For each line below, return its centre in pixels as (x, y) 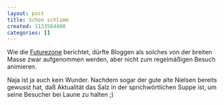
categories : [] (29, 33)
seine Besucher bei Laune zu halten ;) (61, 95)
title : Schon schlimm (38, 20)
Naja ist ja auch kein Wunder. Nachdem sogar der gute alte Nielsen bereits (112, 80)
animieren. (22, 67)
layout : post (26, 13)
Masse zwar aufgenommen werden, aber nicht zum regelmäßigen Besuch (111, 60)
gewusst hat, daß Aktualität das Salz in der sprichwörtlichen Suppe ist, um (112, 87)
